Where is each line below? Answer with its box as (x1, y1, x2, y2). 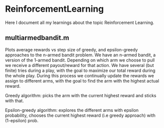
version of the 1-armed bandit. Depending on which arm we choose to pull (5, 57, 155, 63)
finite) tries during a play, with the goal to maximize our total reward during (5, 67, 156, 73)
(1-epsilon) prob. (5, 117, 39, 123)
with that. (5, 98, 24, 104)
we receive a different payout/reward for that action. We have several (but (5, 62, 154, 68)
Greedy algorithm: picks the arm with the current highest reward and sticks (5, 92, 157, 98)
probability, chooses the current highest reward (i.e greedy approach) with (5, 112, 156, 118)
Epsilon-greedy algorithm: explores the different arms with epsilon (5, 107, 139, 113)
